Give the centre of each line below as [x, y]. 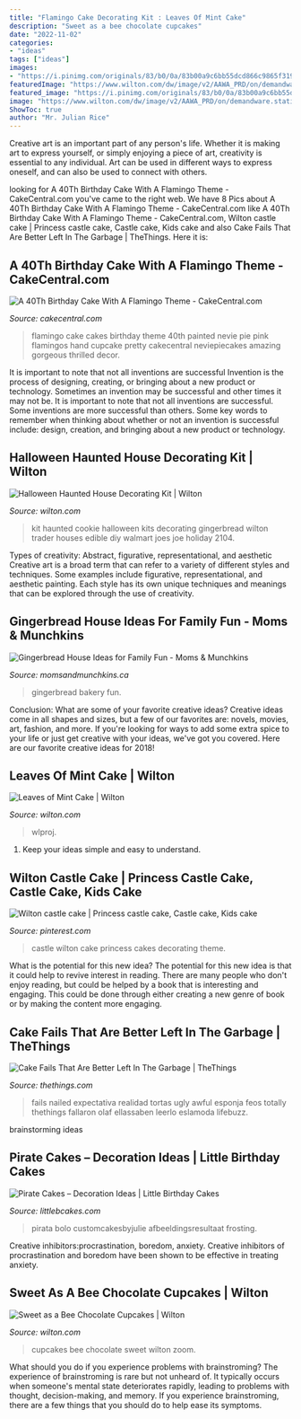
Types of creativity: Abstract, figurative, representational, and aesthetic [141, 555]
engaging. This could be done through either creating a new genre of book [147, 994]
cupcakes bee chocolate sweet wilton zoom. [113, 1349]
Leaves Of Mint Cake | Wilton [92, 776]
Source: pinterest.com [50, 931]
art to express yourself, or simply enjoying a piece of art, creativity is [136, 153]
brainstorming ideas [46, 1129]
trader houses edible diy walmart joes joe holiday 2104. [133, 538]
